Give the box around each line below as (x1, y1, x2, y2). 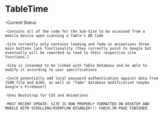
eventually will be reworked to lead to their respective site (5, 50, 137, 55)
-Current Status (5, 19, 37, 25)
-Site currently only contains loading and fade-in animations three (5, 41, 150, 47)
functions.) (5, 55, 29, 59)
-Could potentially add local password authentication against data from (5, 76, 159, 81)
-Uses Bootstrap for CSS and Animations (5, 93, 89, 98)
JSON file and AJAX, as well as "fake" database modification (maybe (5, 80, 150, 85)
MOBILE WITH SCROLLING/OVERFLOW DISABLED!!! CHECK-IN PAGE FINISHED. (5, 106, 150, 111)
